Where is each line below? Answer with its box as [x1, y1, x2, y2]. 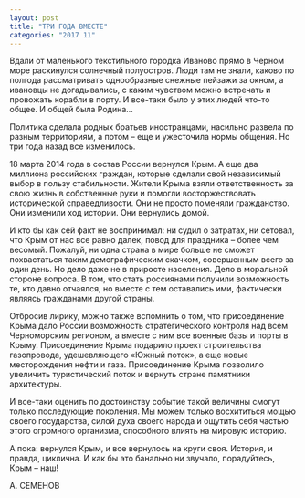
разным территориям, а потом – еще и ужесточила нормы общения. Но [9, 132, 290, 143]
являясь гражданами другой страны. [9, 293, 155, 304]
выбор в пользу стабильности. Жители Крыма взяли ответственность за [9, 178, 294, 189]
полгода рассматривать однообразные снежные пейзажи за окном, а [9, 75, 284, 86]
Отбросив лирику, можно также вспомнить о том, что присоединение [9, 311, 285, 322]
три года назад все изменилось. [9, 141, 136, 152]
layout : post [9, 13, 59, 23]
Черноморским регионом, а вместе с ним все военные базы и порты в [9, 330, 289, 341]
